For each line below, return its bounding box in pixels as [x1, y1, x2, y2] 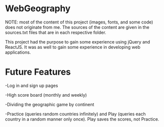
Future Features [5, 66, 71, 78]
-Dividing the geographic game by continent [5, 101, 94, 107]
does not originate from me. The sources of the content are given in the [5, 24, 149, 30]
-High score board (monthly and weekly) [5, 92, 87, 98]
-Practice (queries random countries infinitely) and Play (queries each [5, 111, 146, 117]
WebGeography [5, 3, 71, 14]
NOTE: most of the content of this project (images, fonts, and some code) [5, 19, 153, 25]
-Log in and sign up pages [5, 83, 58, 88]
